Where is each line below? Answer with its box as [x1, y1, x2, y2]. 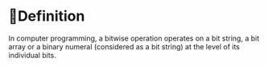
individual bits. [8, 50, 56, 60]
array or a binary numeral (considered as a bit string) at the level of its [8, 41, 240, 51]
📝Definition [8, 7, 85, 25]
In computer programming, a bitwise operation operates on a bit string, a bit [8, 33, 260, 43]
